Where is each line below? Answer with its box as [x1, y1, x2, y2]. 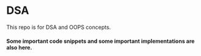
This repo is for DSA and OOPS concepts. [6, 23, 111, 31]
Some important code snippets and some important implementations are [6, 37, 195, 45]
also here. [6, 43, 32, 51]
